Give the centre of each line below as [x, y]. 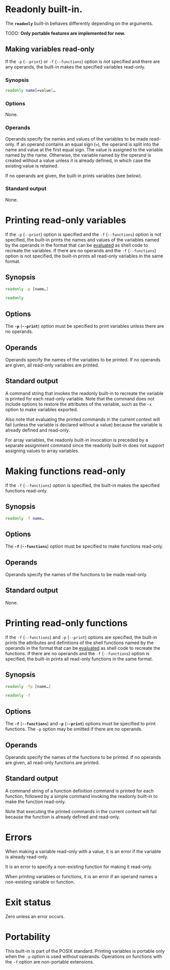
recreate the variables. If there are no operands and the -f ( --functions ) [81, 250]
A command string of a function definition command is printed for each [79, 791]
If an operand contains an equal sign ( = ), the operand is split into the [88, 144]
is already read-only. [27, 857]
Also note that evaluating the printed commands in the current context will [83, 419]
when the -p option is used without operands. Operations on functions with [84, 956]
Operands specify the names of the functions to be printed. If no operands [83, 757]
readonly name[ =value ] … [30, 91]
